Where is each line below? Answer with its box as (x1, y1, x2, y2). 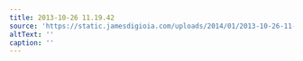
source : (9, 22, 39, 30)
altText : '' (9, 30, 54, 39)
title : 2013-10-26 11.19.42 (9, 13, 115, 22)
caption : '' (9, 38, 54, 48)
